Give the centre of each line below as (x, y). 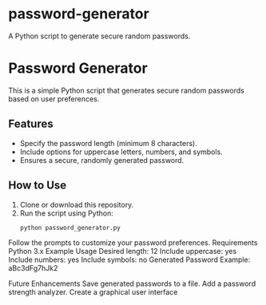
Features (31, 124)
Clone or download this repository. (77, 204)
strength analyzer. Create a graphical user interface (93, 292)
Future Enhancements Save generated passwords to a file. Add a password (132, 283)
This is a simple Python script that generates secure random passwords (127, 90)
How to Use (38, 186)
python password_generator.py (70, 228)
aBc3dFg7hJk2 (33, 268)
